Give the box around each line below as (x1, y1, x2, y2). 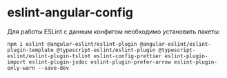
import (7, 58, 26, 66)
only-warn (7, 64, 36, 71)
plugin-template (7, 47, 54, 53)
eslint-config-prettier (93, 53, 162, 60)
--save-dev (37, 64, 70, 71)
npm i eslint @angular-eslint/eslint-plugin (7, 40, 137, 47)
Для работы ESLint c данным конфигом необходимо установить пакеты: (7, 27, 221, 36)
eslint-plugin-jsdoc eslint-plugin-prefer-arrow (28, 58, 171, 66)
